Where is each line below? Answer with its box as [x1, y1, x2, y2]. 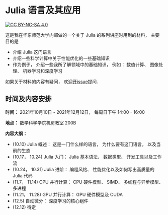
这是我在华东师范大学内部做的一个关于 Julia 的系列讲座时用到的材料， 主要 [5, 32, 160, 38]
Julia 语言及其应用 [5, 5, 81, 16]
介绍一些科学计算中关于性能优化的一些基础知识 [12, 55, 110, 61]
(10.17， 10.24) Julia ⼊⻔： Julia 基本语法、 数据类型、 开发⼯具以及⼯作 [12, 154, 162, 160]
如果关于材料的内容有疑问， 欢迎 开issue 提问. [5, 79, 98, 85]
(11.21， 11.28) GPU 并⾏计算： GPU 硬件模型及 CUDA [12, 191, 123, 197]
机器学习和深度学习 [22, 67, 63, 74]
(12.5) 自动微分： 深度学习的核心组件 [12, 197, 89, 204]
